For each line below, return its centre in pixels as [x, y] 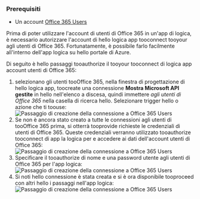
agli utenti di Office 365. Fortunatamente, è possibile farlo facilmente [90, 46]
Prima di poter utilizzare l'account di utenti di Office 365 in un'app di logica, [99, 33]
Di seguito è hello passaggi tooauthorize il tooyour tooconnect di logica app [99, 64]
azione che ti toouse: [41, 107]
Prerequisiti [23, 9]
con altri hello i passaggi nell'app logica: [64, 183]
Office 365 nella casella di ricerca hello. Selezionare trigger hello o [97, 101]
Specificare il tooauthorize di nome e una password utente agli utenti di [102, 158]
